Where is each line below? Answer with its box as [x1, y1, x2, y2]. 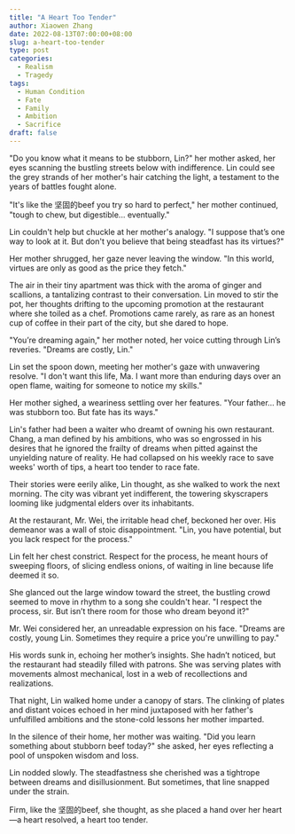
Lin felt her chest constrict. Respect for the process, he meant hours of [9, 551, 268, 562]
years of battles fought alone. [9, 181, 117, 192]
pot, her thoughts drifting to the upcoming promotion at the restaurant [9, 298, 264, 309]
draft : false [9, 129, 58, 138]
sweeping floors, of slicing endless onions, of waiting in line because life [9, 560, 274, 570]
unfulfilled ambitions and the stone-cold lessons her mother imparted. [9, 713, 265, 724]
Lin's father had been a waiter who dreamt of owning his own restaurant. [9, 423, 275, 435]
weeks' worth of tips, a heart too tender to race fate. [9, 461, 200, 472]
